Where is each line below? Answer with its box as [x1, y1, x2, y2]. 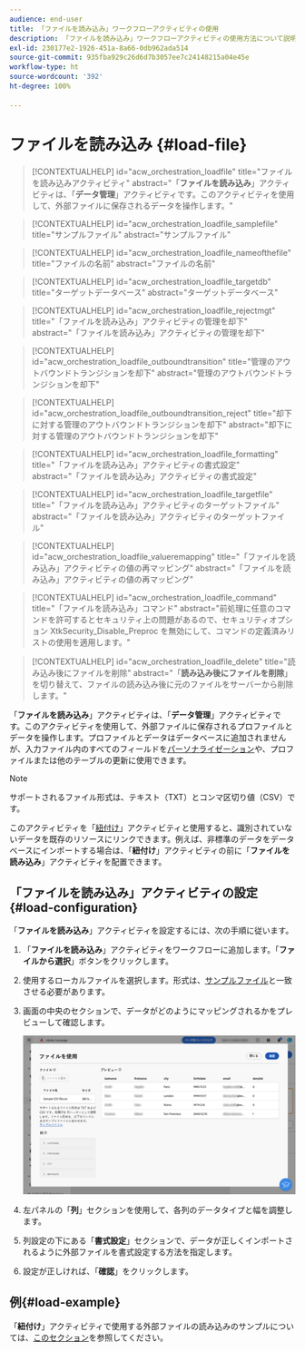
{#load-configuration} [9, 899, 139, 915]
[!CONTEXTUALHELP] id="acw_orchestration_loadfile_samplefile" [31, 218, 279, 229]
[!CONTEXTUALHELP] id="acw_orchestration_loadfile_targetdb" [31, 276, 272, 287]
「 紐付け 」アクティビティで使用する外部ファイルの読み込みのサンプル [9, 1320, 271, 1331]
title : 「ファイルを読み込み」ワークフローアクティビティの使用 [9, 24, 220, 34]
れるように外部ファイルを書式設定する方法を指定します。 [22, 1246, 238, 1257]
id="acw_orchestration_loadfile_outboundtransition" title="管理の [31, 356, 275, 367]
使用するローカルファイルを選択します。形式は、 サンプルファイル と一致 [22, 975, 292, 986]
